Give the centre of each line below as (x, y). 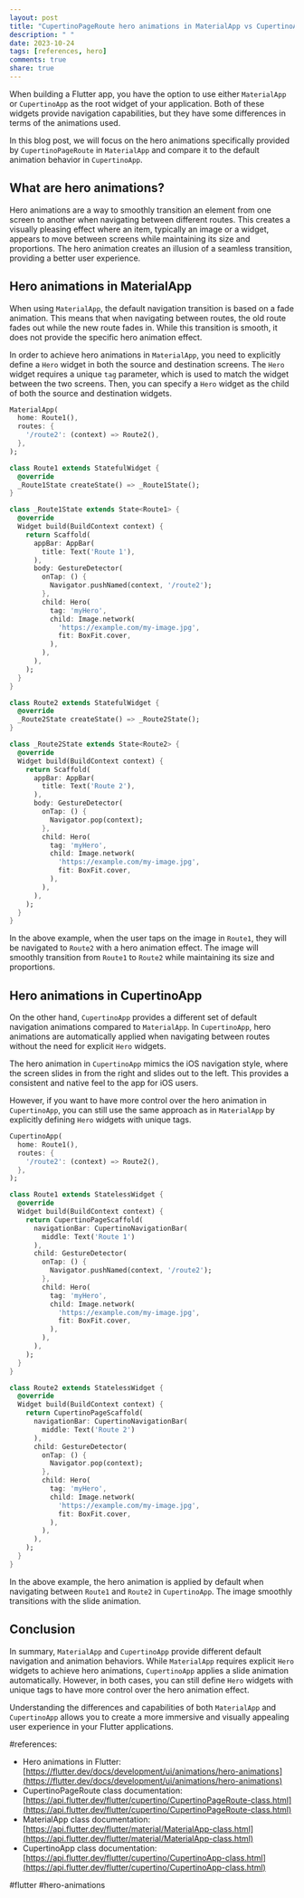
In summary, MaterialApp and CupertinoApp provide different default (136, 1651)
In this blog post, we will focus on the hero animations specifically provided (149, 140)
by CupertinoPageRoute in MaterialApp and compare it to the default (134, 149)
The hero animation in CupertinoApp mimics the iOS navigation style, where (149, 1063)
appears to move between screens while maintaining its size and (130, 238)
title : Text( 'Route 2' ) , (89, 787)
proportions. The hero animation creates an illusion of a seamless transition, (151, 248)
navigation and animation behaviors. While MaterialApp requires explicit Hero (152, 1661)
